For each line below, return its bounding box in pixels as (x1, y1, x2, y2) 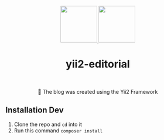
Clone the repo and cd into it (13, 121, 83, 128)
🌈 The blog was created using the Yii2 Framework (37, 88, 158, 95)
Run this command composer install (13, 127, 103, 134)
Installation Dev (5, 105, 64, 115)
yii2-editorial (66, 57, 130, 71)
